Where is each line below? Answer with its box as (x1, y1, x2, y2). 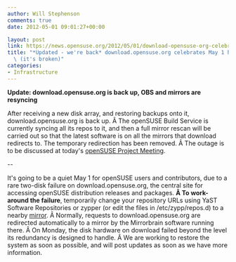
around (7, 196, 29, 204)
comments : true (7, 17, 52, 24)
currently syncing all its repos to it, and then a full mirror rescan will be (7, 124, 211, 132)
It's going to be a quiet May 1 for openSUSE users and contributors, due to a (7, 173, 228, 182)
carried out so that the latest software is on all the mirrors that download (7, 131, 216, 140)
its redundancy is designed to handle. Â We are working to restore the (7, 233, 209, 242)
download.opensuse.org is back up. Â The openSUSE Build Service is (7, 117, 209, 125)
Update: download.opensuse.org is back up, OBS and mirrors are (7, 88, 202, 96)
